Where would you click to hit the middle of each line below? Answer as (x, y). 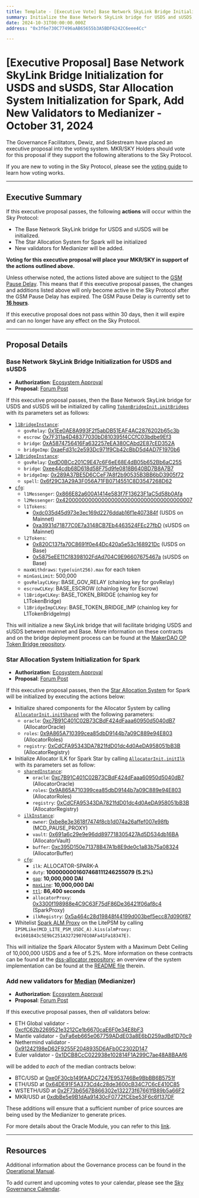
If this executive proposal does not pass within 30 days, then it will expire (95, 314)
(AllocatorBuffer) (53, 853)
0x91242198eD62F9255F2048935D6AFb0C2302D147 (81, 1049)
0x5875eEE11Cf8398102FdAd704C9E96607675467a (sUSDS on (111, 557)
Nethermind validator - (42, 1042)
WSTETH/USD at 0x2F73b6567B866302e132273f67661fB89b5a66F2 (99, 1090)
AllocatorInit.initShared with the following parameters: (84, 714)
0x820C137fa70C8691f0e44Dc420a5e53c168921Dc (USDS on (109, 544)
